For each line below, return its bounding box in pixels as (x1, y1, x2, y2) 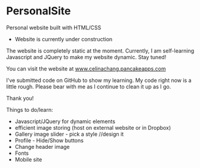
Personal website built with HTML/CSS (6, 24, 101, 31)
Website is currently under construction (14, 35, 113, 42)
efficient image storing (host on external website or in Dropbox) (14, 124, 171, 131)
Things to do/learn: (6, 106, 54, 113)
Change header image (14, 143, 70, 150)
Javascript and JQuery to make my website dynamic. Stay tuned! (6, 53, 167, 60)
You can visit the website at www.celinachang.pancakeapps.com (6, 65, 166, 72)
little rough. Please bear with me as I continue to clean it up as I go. (6, 83, 171, 90)
